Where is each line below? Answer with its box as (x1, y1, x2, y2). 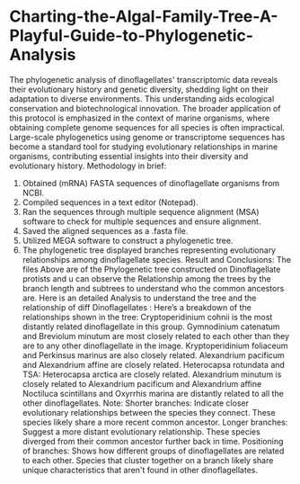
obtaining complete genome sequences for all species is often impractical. (9, 121, 286, 132)
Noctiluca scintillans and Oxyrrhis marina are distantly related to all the (22, 388, 285, 399)
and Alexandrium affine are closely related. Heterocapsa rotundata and (22, 359, 286, 370)
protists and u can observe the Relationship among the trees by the (22, 273, 271, 284)
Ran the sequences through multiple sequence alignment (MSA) (22, 206, 260, 217)
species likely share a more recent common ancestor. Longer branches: (22, 417, 288, 427)
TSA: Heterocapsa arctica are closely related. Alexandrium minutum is (22, 369, 282, 380)
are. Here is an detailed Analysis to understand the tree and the (22, 292, 257, 303)
